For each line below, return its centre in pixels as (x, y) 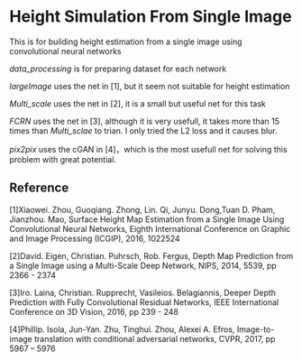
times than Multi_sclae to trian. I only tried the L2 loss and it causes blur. (143, 130)
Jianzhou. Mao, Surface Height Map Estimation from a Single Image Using (147, 219)
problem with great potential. (63, 159)
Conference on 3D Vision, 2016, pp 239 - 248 (94, 311)
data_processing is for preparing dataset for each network (118, 69)
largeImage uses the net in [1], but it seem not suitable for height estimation (150, 86)
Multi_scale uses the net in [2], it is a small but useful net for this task (137, 103)
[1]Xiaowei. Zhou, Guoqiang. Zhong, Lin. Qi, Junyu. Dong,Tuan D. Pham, (142, 209)
